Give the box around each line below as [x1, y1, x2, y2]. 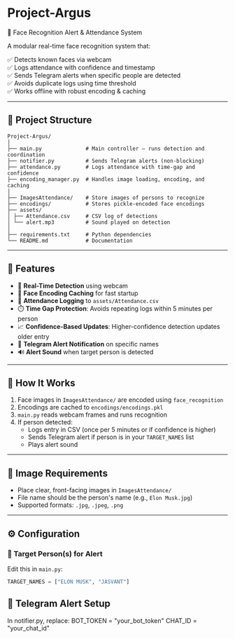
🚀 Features [7, 263, 55, 275]
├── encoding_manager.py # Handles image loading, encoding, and [7, 175, 205, 183]
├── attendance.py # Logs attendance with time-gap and [7, 163, 196, 170]
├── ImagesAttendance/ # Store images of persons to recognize [7, 194, 205, 201]
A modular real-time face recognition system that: [7, 41, 151, 50]
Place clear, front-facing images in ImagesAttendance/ [17, 486, 172, 495]
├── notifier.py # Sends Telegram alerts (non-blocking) [7, 157, 205, 164]
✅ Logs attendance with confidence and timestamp [7, 63, 155, 72]
